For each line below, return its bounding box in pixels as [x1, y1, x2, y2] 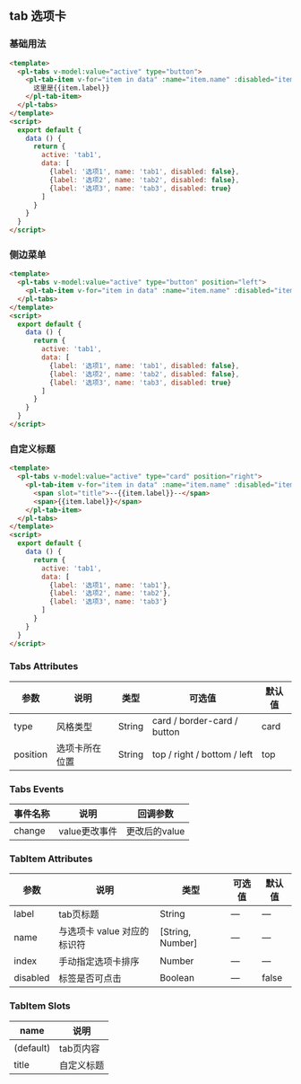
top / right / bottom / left [151, 748, 254, 761]
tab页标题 [57, 908, 100, 921]
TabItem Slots [9, 1000, 71, 1012]
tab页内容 [59, 1042, 100, 1054]
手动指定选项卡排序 [57, 956, 140, 968]
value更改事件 [58, 825, 118, 838]
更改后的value [125, 825, 185, 838]
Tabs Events [9, 782, 64, 795]
